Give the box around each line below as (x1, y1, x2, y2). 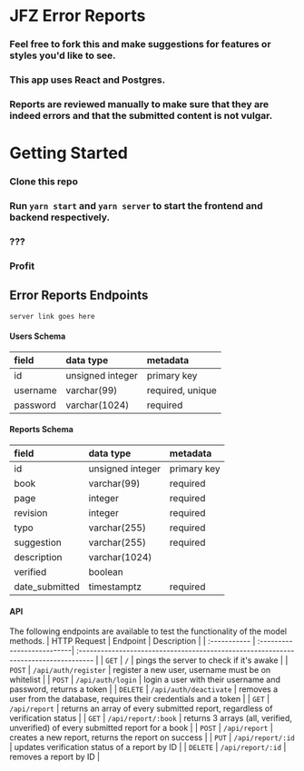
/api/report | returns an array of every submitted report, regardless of (9, 703, 273, 714)
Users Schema (9, 331, 66, 341)
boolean (88, 566, 124, 578)
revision (14, 507, 48, 519)
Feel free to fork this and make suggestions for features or (9, 38, 271, 51)
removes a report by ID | (9, 751, 101, 763)
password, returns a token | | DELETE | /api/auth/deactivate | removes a (9, 684, 279, 695)
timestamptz (88, 580, 142, 593)
